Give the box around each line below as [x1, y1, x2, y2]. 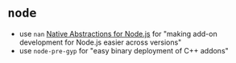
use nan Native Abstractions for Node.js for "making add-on [19, 29, 218, 38]
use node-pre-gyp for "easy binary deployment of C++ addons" [19, 45, 229, 55]
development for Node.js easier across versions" [19, 37, 182, 47]
